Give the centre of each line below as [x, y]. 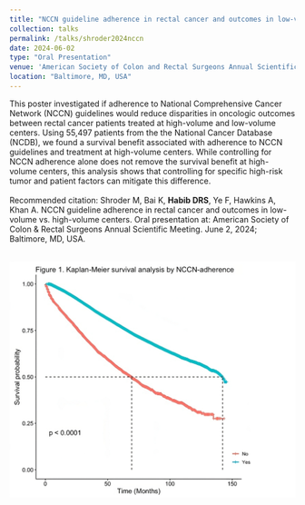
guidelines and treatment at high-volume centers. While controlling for [141, 152]
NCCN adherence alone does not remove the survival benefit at [128, 161]
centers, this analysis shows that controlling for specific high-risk [161, 171]
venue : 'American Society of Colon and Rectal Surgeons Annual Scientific [154, 67]
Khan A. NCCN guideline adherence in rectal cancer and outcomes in [139, 210]
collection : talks [44, 29]
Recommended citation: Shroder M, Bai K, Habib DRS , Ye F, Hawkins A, [143, 200]
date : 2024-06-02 [42, 48]
